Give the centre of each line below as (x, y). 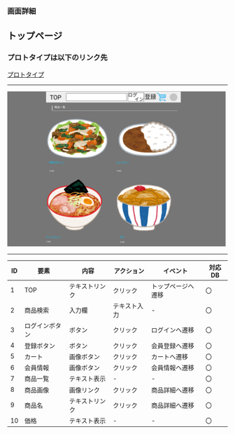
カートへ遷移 (170, 356)
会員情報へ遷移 (173, 368)
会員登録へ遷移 (173, 346)
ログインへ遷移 (173, 330)
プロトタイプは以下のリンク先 (58, 57)
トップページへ (173, 286)
